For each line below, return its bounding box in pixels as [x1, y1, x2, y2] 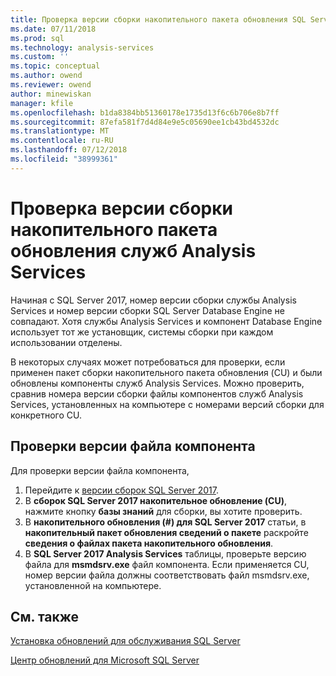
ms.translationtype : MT [10, 126, 110, 136]
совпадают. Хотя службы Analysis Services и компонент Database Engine [10, 315, 323, 327]
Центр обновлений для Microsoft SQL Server [10, 654, 200, 666]
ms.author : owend [10, 71, 83, 81]
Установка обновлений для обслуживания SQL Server [10, 635, 241, 647]
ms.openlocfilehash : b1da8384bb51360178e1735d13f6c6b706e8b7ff [10, 107, 280, 118]
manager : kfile [10, 98, 74, 108]
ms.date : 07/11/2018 [10, 24, 97, 34]
